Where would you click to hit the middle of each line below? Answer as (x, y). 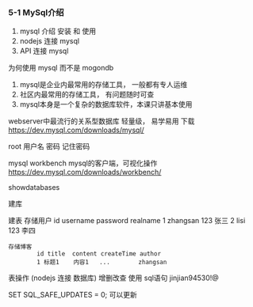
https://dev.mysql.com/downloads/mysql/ (76, 130)
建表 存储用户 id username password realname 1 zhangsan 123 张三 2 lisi (127, 221)
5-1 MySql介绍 (36, 12)
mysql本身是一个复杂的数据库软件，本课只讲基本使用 (106, 104)
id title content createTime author (99, 254)
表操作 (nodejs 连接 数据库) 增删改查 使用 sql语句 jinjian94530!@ (114, 278)
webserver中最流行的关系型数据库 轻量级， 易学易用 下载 (102, 121)
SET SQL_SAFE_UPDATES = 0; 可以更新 (73, 295)
